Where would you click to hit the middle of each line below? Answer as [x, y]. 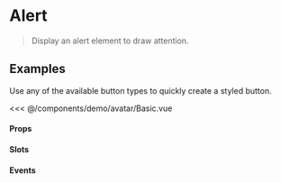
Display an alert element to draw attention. [110, 41]
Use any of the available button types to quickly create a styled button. [140, 90]
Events [23, 170]
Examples [37, 69]
